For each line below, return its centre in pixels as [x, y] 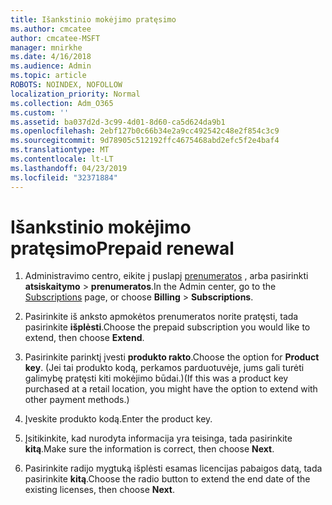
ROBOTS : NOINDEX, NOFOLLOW [66, 85]
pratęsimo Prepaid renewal [122, 248]
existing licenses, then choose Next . [99, 490]
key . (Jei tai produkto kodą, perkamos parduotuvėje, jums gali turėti [164, 368]
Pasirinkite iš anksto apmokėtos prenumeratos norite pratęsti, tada [161, 317]
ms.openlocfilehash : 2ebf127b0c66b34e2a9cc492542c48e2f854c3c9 [145, 131]
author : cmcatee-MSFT [55, 38]
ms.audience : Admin [51, 66]
